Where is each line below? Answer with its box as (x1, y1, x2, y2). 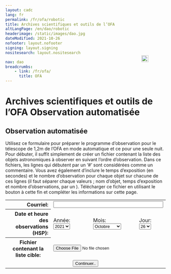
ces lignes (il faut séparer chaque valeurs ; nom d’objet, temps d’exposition (5, 178, 163, 184)
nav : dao (5, 59, 24, 64)
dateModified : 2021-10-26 (5, 36, 60, 41)
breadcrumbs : (5, 64, 33, 69)
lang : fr (5, 12, 24, 17)
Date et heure (14, 210, 48, 217)
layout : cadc (5, 7, 33, 13)
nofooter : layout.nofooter (5, 41, 63, 46)
